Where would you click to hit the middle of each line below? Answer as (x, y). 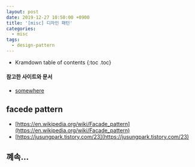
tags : (13, 40)
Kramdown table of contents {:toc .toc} (63, 62)
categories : (21, 29)
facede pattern (34, 110)
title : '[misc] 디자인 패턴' (40, 23)
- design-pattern (33, 46)
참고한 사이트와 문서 (29, 77)
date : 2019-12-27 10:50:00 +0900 (48, 17)
